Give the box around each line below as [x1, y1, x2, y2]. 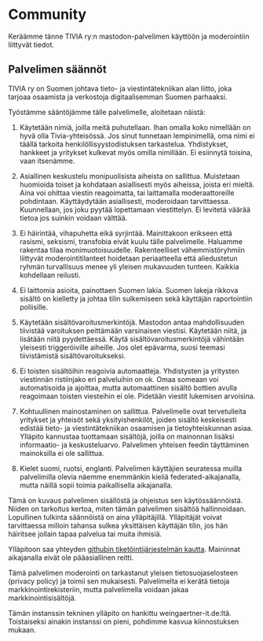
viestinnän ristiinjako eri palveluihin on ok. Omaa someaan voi [19, 374, 219, 383]
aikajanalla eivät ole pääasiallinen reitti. [8, 553, 134, 562]
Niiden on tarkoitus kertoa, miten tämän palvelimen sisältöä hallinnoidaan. [8, 504, 247, 513]
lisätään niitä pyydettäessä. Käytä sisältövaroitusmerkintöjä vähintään [19, 334, 245, 343]
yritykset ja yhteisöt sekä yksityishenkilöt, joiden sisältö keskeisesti [19, 415, 237, 424]
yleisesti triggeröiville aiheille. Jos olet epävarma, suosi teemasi [19, 343, 225, 352]
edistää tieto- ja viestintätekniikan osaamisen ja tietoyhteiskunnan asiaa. [19, 423, 254, 432]
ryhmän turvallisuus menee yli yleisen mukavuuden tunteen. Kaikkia [19, 261, 239, 271]
